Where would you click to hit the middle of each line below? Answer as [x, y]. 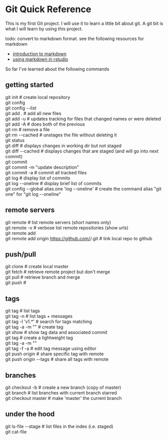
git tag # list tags [23, 311]
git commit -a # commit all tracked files [46, 172]
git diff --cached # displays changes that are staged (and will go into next [82, 151]
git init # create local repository [38, 97]
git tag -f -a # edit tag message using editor [51, 349]
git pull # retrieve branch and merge [43, 277]
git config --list [21, 108]
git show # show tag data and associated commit [56, 333]
